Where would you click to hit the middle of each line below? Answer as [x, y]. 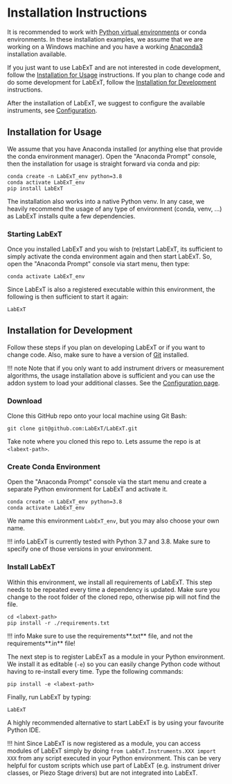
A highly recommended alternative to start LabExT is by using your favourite [116, 722]
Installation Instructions [77, 13]
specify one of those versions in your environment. [80, 549]
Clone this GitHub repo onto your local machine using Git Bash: [97, 416]
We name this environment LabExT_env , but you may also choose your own [113, 521]
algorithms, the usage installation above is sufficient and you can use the [111, 375]
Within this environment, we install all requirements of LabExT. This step [110, 582]
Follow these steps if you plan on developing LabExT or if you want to [106, 347]
